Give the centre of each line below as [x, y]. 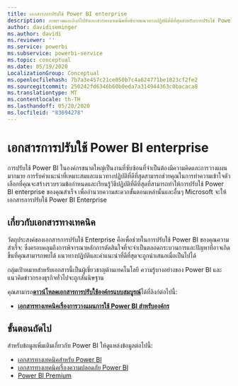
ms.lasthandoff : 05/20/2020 [49, 106]
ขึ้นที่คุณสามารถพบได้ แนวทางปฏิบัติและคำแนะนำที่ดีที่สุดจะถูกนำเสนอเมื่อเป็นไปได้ [102, 255]
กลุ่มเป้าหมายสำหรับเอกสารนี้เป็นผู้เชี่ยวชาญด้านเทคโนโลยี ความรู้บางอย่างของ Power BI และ [115, 269]
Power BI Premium [45, 375]
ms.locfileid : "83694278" [45, 113]
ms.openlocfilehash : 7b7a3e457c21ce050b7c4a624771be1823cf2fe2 [103, 80]
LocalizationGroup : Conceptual [53, 73]
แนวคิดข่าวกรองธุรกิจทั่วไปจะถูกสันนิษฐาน [56, 278]
